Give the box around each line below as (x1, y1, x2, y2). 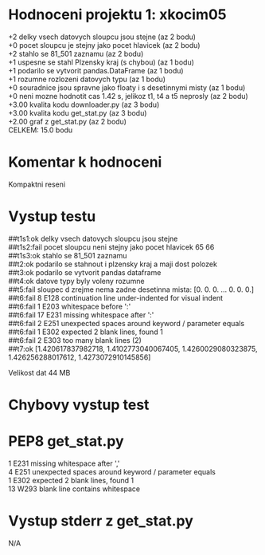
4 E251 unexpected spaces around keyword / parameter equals (8, 466, 216, 476)
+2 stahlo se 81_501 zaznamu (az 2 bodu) (8, 49, 144, 58)
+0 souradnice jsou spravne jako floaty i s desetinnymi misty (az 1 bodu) (8, 82, 246, 92)
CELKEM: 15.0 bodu (8, 125, 73, 135)
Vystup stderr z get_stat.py (8, 512, 193, 530)
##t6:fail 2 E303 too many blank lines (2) (8, 335, 142, 344)
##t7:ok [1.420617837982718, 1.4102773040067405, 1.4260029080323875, (8, 344, 258, 353)
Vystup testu (8, 207, 96, 226)
